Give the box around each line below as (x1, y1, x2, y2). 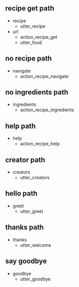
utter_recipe (20, 23, 46, 29)
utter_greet (20, 208, 44, 214)
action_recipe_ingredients (20, 107, 74, 113)
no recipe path (5, 54, 52, 63)
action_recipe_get (20, 34, 57, 40)
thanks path (5, 223, 44, 232)
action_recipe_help (20, 140, 60, 147)
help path (5, 122, 36, 130)
